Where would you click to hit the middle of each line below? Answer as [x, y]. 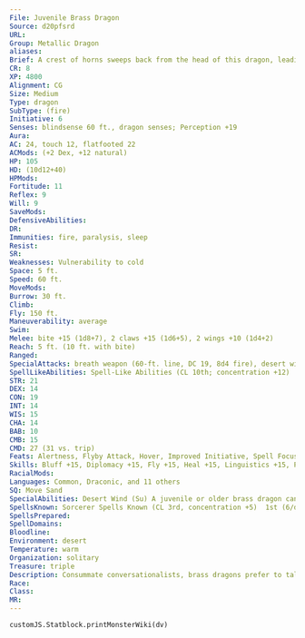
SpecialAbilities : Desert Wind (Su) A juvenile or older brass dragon [146, 499]
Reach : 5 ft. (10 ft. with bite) [73, 347]
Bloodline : [30, 533]
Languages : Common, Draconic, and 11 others [95, 482]
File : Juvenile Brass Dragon [64, 18]
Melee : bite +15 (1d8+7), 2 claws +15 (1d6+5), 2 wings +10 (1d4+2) [142, 339]
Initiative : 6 [36, 119]
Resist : [24, 246]
